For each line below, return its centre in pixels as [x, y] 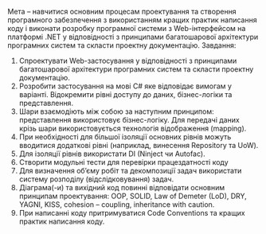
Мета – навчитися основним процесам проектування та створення [122, 12]
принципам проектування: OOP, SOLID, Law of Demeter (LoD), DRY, [133, 196]
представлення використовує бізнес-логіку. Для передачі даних [129, 120]
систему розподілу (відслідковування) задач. [96, 179]
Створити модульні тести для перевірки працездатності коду [123, 162]
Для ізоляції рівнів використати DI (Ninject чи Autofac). [112, 154]
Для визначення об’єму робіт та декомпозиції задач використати [130, 171]
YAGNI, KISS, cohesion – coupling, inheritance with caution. [117, 205]
